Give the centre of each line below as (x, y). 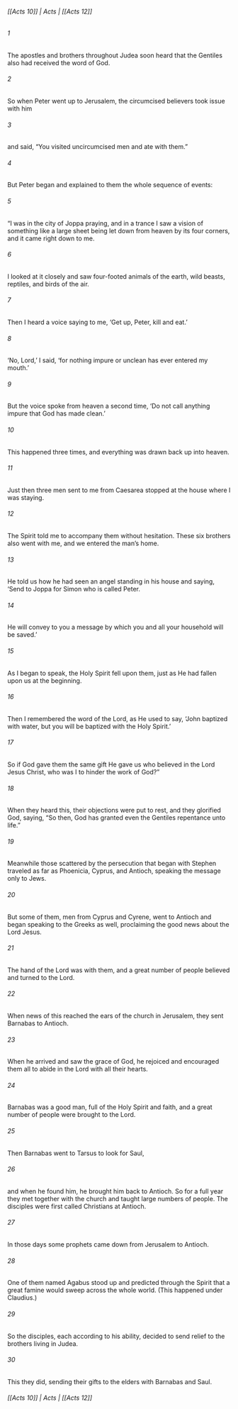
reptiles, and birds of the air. (49, 284)
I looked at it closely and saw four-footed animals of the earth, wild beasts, (116, 276)
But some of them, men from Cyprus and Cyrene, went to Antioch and (109, 917)
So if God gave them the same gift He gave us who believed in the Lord (111, 764)
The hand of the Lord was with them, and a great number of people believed (119, 970)
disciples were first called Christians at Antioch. (77, 1206)
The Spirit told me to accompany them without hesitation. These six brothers (119, 536)
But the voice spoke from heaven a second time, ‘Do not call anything (109, 406)
